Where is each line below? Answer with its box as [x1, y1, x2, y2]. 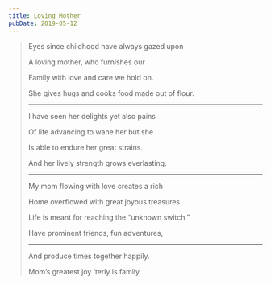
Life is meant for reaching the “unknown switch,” [27, 212, 190, 222]
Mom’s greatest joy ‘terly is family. [27, 266, 142, 276]
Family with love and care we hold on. [27, 72, 154, 82]
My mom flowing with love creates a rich [27, 181, 164, 191]
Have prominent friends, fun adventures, [27, 228, 164, 237]
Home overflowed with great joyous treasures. [27, 196, 183, 206]
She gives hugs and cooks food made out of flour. [27, 88, 195, 97]
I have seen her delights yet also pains [27, 111, 156, 121]
